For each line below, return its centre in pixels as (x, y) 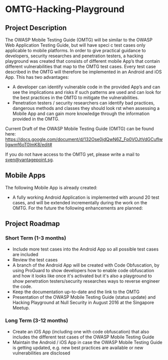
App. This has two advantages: (37, 77)
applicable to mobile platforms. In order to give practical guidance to (75, 50)
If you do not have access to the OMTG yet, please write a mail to (72, 154)
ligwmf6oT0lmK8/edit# (29, 145)
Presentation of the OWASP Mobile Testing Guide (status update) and (84, 297)
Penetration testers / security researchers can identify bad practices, (83, 103)
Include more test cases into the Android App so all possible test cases (85, 249)
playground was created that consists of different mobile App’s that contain (82, 61)
